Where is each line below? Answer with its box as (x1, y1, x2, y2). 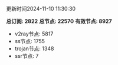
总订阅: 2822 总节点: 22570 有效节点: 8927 (6, 18, 112, 25)
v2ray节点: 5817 (14, 30, 54, 37)
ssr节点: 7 (14, 53, 39, 59)
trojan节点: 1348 (14, 45, 54, 52)
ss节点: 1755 (14, 38, 45, 44)
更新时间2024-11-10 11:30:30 (6, 5, 76, 12)
